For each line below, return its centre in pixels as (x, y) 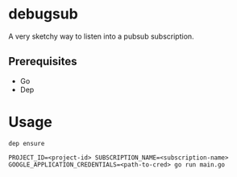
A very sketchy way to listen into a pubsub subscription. (102, 36)
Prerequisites (43, 62)
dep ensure (27, 143)
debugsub (43, 14)
